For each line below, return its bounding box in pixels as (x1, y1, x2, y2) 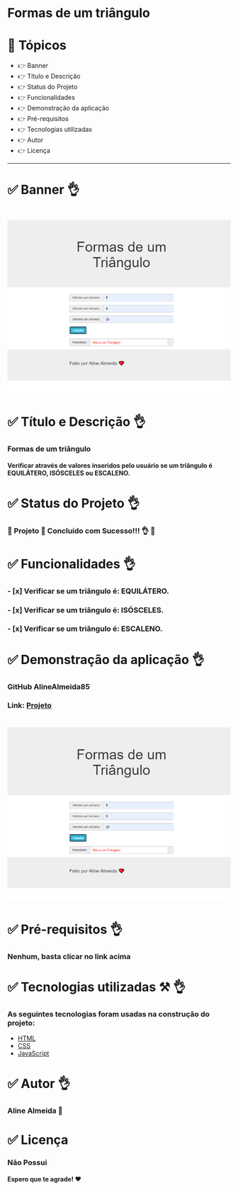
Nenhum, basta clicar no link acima (7, 951, 131, 961)
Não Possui (7, 1157, 47, 1167)
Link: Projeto (7, 700, 52, 710)
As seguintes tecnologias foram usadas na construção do (7, 1009, 210, 1019)
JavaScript (17, 1049, 50, 1057)
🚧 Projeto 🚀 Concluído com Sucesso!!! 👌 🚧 (7, 526, 156, 536)
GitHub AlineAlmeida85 (7, 682, 91, 692)
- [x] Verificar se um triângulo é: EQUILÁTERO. (7, 586, 169, 596)
